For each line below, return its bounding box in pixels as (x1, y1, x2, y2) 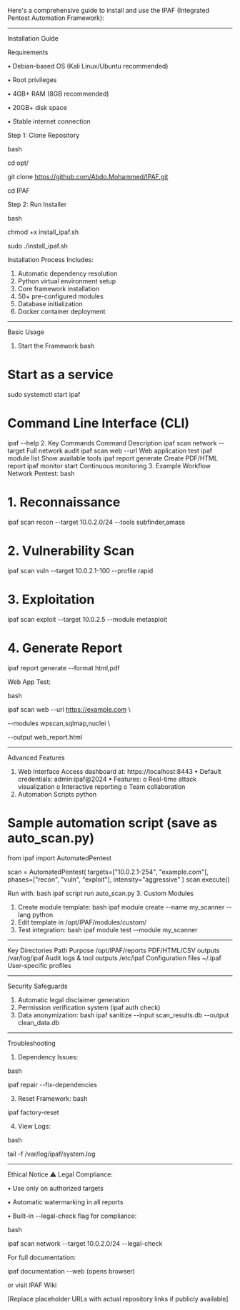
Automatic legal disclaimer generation (17, 995, 130, 1004)
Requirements (7, 48, 49, 56)
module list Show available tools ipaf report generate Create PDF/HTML (7, 453, 218, 463)
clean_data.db (17, 1018, 60, 1027)
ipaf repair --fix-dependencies (7, 1080, 98, 1089)
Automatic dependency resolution (17, 269, 118, 278)
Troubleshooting (7, 1039, 56, 1047)
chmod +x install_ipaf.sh (7, 228, 79, 236)
